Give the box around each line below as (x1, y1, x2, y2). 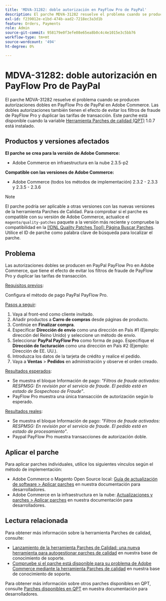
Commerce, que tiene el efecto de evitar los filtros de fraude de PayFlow (5, 268, 153, 274)
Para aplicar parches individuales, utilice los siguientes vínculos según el (5, 461, 153, 467)
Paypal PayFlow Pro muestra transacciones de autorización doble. (12, 434, 147, 440)
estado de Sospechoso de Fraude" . (12, 388, 85, 394)
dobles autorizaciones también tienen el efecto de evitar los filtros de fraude (5, 107, 161, 113)
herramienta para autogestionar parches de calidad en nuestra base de (12, 550, 158, 555)
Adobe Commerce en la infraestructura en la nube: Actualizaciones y (12, 492, 153, 498)
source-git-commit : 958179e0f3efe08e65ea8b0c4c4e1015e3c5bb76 (5, 30, 136, 35)
